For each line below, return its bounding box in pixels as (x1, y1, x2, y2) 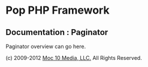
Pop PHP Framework (5, 4, 110, 17)
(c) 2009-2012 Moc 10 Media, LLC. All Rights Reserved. (5, 55, 142, 61)
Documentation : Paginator (5, 27, 108, 37)
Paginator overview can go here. (5, 43, 86, 50)
